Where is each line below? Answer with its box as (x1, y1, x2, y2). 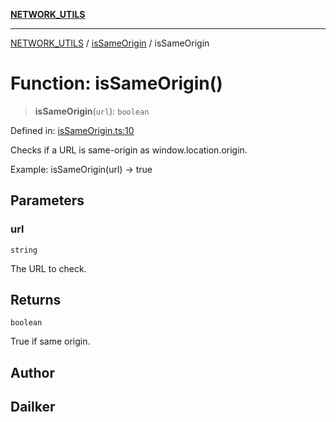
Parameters (10, 192, 85, 209)
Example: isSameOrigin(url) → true (10, 163, 153, 175)
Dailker (10, 399, 56, 416)
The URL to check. (10, 262, 87, 274)
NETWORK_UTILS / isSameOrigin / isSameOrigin (10, 37, 210, 49)
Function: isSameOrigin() (10, 72, 223, 95)
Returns (10, 292, 62, 309)
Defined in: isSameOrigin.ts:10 (10, 124, 135, 136)
